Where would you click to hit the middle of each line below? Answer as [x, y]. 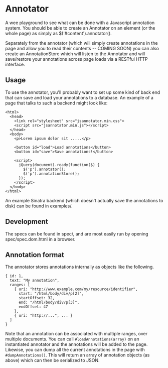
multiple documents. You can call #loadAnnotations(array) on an [72, 339]
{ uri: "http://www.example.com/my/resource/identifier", [76, 289]
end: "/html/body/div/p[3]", [49, 302]
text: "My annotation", [34, 281]
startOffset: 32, [37, 298]
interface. [15, 64]
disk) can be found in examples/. [39, 206]
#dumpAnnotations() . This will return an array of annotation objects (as [77, 355]
